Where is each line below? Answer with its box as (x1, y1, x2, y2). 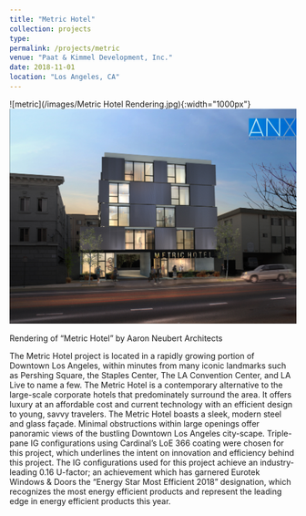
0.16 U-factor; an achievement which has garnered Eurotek (39, 467, 260, 478)
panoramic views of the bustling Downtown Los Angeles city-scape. (9, 428, 266, 439)
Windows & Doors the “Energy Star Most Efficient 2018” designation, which (9, 477, 291, 488)
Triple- (267, 428, 292, 439)
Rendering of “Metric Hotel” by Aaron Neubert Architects (9, 333, 223, 344)
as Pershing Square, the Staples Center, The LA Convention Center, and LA (9, 370, 291, 381)
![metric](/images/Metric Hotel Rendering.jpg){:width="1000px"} (9, 98, 251, 109)
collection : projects (9, 24, 92, 34)
